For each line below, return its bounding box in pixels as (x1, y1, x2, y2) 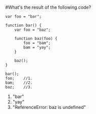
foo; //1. (5, 76, 33, 81)
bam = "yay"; (23, 45, 51, 50)
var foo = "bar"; (5, 14, 42, 19)
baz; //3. (5, 85, 33, 90)
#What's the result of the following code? (5, 5, 91, 10)
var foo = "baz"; (14, 27, 51, 32)
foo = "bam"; (23, 40, 51, 45)
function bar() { (5, 23, 42, 28)
